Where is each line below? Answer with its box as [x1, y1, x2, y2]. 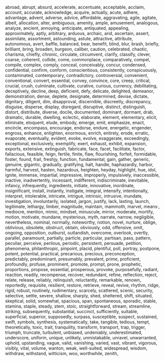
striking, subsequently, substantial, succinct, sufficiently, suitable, [5, 309, 139, 314]
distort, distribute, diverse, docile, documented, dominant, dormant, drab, [5, 109, 154, 115]
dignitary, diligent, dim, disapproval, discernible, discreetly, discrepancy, [5, 99, 152, 104]
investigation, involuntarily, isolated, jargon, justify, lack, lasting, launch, [5, 199, 150, 204]
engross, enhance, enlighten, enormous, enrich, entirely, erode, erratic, [5, 130, 150, 136]
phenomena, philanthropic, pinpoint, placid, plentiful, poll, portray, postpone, [5, 245, 161, 251]
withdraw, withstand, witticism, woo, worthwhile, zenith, [5, 351, 119, 356]
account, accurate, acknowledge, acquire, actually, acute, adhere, [5, 9, 139, 15]
